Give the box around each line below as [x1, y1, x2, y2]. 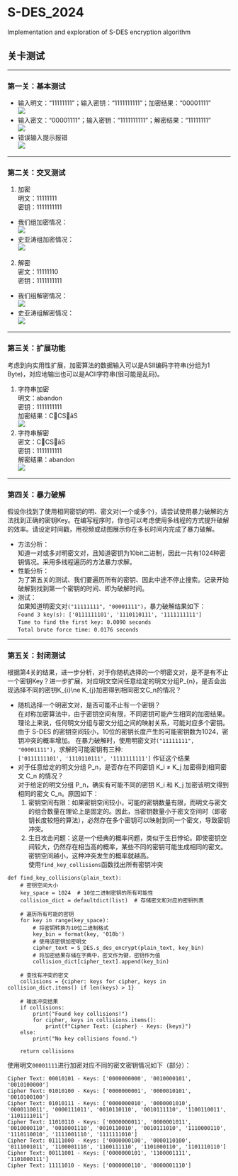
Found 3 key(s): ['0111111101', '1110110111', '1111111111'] [17, 611, 203, 618]
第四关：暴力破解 [7, 490, 66, 500]
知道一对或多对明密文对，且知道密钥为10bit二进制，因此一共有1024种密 [17, 549, 226, 557]
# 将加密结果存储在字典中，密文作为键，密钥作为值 [33, 952, 161, 959]
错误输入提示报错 [17, 133, 68, 142]
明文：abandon [17, 393, 62, 402]
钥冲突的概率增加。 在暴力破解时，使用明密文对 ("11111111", [17, 737, 195, 745]
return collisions [20, 1048, 74, 1055]
